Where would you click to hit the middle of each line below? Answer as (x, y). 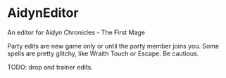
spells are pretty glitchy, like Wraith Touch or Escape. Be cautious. (103, 53)
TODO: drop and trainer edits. (50, 67)
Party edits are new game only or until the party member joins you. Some (113, 46)
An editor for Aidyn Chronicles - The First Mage (76, 32)
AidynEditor (43, 13)
